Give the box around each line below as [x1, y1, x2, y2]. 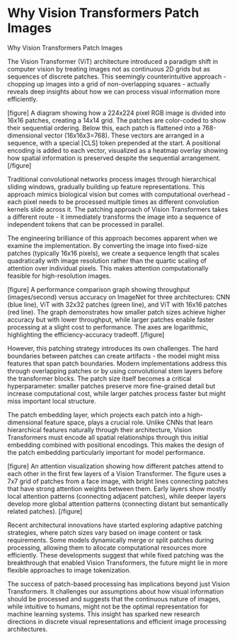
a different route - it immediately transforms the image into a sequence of [7, 213, 221, 221]
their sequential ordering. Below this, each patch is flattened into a [7, 123, 201, 132]
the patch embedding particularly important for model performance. [7, 448, 205, 456]
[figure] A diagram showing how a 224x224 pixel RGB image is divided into [7, 108, 226, 117]
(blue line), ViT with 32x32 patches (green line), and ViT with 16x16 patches [7, 300, 228, 309]
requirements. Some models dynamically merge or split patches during [7, 536, 214, 544]
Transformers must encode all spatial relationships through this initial [7, 433, 209, 441]
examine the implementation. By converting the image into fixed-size [7, 241, 208, 249]
